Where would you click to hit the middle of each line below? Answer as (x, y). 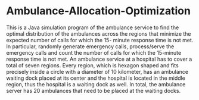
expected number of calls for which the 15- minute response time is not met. (100, 40)
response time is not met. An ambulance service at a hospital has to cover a (99, 59)
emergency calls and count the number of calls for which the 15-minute (94, 52)
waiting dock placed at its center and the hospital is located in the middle (96, 78)
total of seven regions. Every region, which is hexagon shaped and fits (92, 65)
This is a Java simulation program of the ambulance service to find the (93, 27)
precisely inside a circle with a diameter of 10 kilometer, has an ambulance (97, 71)
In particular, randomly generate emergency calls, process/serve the (90, 46)
